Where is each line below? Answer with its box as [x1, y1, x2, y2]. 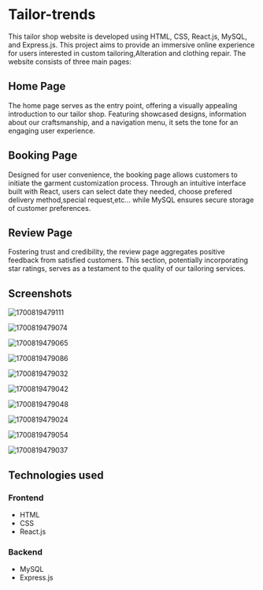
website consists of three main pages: [8, 57, 132, 66]
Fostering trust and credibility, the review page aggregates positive [8, 247, 226, 257]
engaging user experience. [8, 126, 96, 135]
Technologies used [8, 468, 104, 482]
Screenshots [8, 287, 72, 300]
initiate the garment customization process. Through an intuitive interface [8, 178, 246, 187]
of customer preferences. [8, 203, 91, 212]
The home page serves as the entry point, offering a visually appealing [8, 100, 238, 110]
